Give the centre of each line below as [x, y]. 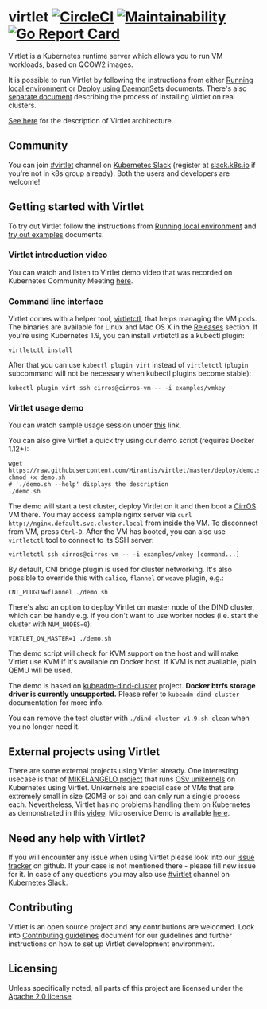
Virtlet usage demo [46, 408]
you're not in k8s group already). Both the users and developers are [119, 173]
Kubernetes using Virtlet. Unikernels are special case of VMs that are [121, 788]
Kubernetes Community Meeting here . [71, 280]
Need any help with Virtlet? [77, 838]
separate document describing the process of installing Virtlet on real [122, 96]
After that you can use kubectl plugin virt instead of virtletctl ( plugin [128, 365]
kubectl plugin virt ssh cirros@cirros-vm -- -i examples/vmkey [117, 388]
